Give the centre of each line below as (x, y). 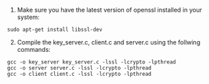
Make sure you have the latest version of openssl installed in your (109, 10)
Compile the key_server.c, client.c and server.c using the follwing (109, 42)
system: (28, 17)
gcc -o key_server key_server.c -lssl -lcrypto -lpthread (91, 62)
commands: (34, 50)
